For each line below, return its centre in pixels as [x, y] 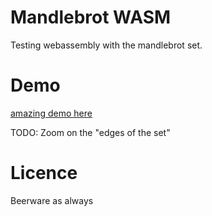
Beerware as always [52, 200]
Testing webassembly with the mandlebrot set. [106, 45]
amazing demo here [51, 113]
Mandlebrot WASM [91, 17]
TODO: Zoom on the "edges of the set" [90, 132]
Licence [44, 173]
